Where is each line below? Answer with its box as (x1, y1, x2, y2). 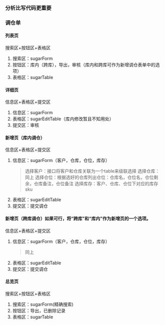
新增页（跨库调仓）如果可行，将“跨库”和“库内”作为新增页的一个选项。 (5, 215, 151, 222)
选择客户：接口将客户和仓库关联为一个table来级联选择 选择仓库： (25, 168, 160, 174)
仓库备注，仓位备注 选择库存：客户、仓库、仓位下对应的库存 (34, 181, 158, 187)
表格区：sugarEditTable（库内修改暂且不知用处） (12, 116, 114, 122)
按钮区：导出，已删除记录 (12, 307, 66, 313)
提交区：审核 (12, 122, 39, 128)
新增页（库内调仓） (5, 134, 45, 140)
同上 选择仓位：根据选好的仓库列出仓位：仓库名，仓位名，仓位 (25, 175, 154, 181)
